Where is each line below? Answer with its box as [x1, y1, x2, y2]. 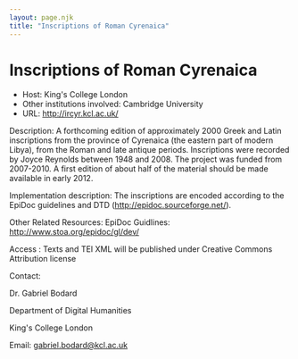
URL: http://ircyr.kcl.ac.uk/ [21, 108, 119, 119]
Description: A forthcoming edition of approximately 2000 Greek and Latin [9, 126, 283, 137]
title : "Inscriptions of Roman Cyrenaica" [9, 21, 170, 30]
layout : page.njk [9, 13, 74, 22]
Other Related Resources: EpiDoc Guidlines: [9, 217, 170, 228]
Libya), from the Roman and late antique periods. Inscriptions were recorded [9, 145, 290, 155]
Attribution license [9, 254, 77, 264]
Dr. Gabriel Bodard [9, 288, 78, 299]
